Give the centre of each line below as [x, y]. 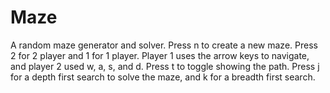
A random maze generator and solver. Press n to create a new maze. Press [164, 45]
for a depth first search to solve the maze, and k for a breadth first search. [163, 77]
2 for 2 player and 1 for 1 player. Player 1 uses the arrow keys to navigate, [160, 55]
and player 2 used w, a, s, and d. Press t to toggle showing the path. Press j [165, 66]
